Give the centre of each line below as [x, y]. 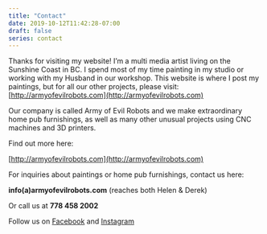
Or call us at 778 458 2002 [53, 206]
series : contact [35, 38]
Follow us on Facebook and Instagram [72, 221]
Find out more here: [41, 144]
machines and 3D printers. [52, 128]
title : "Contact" [37, 16]
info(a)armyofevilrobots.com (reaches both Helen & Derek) [108, 191]
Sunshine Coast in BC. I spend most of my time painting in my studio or [126, 70]
